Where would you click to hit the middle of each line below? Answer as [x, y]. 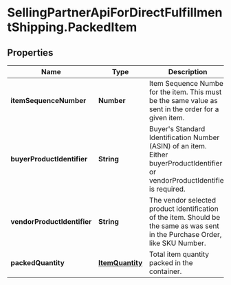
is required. [167, 189]
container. [165, 271]
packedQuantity [38, 263]
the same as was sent [184, 226]
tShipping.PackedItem [72, 27]
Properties [30, 53]
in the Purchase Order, [185, 235]
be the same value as [183, 101]
